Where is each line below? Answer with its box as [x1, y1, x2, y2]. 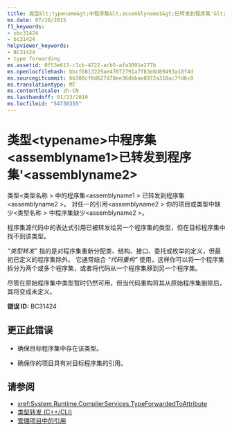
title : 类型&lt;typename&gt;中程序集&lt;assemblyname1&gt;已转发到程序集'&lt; [7, 10, 226, 17]
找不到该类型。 [7, 231, 50, 240]
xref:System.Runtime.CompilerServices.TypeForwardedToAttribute [17, 400, 208, 408]
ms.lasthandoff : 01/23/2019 [7, 94, 89, 101]
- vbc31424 [7, 29, 39, 37]
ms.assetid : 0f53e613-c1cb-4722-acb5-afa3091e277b [7, 62, 157, 69]
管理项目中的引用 [17, 416, 66, 425]
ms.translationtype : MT [7, 81, 76, 88]
